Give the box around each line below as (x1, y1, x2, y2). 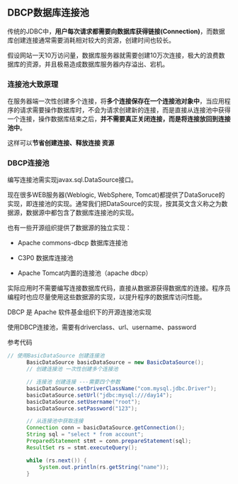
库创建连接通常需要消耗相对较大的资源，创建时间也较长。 (7, 36, 175, 44)
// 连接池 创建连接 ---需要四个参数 (25, 379, 120, 386)
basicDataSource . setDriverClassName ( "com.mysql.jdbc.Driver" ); (25, 384, 217, 392)
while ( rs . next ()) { (25, 457, 87, 464)
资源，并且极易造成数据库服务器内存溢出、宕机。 (25, 60, 169, 68)
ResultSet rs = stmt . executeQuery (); (25, 443, 138, 451)
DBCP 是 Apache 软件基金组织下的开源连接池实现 (7, 308, 152, 316)
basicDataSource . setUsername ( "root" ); (25, 398, 141, 405)
